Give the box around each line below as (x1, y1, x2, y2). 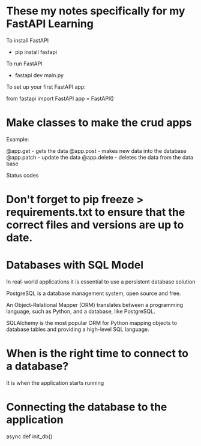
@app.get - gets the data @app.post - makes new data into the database (6, 147, 187, 154)
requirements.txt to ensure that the (6, 206, 185, 219)
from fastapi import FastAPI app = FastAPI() (6, 95, 114, 102)
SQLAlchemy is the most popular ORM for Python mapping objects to (6, 320, 178, 326)
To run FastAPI (6, 60, 43, 67)
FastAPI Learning (6, 17, 94, 31)
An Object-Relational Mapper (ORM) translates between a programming (6, 302, 184, 308)
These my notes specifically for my (6, 4, 185, 18)
